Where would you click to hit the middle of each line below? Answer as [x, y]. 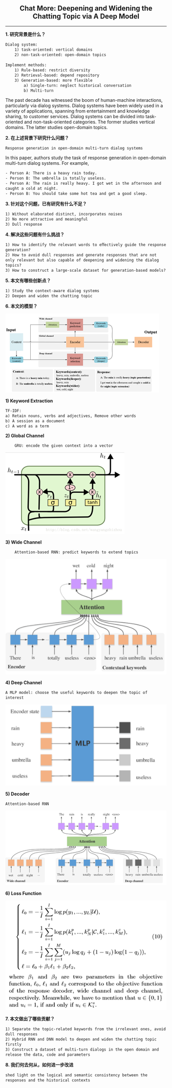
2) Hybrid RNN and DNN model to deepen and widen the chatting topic [81, 1039]
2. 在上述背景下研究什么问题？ [37, 138]
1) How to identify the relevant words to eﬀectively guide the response [86, 245]
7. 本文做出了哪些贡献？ [30, 1018]
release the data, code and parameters [48, 1054]
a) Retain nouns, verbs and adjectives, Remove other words [71, 416]
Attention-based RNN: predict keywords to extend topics [77, 552]
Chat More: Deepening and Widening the [86, 8]
